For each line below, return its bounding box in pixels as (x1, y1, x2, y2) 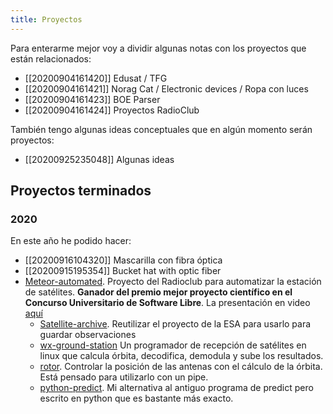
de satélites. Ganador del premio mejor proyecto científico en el (24, 286, 293, 298)
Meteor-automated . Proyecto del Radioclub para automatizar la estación (24, 276, 322, 288)
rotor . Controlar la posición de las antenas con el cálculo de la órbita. (39, 361, 323, 373)
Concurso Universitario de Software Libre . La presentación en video (24, 297, 311, 309)
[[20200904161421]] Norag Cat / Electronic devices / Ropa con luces (24, 82, 309, 95)
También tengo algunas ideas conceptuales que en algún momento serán (10, 123, 313, 135)
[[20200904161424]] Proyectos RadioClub (24, 104, 200, 116)
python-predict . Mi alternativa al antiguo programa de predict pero (39, 382, 314, 394)
